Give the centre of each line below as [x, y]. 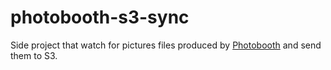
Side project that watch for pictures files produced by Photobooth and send [166, 45]
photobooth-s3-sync [100, 17]
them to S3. [34, 55]
